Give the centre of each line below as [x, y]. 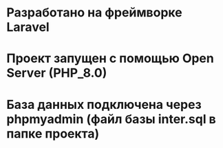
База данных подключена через [104, 104]
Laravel [28, 27]
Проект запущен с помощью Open [110, 59]
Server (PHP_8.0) [57, 73]
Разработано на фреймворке [95, 13]
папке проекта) [53, 133]
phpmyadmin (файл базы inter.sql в [111, 119]
